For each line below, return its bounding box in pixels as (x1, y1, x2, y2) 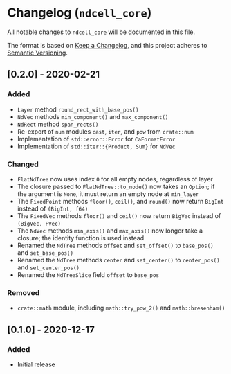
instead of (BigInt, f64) (17, 204, 89, 213)
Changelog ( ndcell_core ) (7, 5, 152, 21)
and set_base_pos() (17, 248, 74, 257)
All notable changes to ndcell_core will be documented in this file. (7, 28, 196, 36)
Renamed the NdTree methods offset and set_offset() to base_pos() (17, 241, 214, 249)
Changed (7, 159, 39, 169)
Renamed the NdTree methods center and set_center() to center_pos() (17, 256, 220, 264)
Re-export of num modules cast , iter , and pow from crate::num (17, 127, 194, 136)
